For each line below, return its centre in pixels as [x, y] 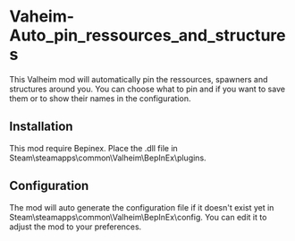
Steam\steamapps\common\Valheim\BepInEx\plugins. [108, 158]
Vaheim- [42, 17]
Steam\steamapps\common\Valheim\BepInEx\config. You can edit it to [138, 217]
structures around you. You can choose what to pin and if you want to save [147, 89]
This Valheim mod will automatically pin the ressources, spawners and [139, 79]
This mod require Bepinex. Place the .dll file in [94, 148]
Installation [41, 127]
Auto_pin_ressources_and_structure [147, 35]
